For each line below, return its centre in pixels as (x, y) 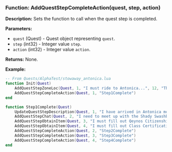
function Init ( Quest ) (28, 83)
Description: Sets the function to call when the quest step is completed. (81, 19)
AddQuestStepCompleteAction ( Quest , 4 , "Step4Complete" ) (76, 140)
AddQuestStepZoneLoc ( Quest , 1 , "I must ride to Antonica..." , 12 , (87, 89)
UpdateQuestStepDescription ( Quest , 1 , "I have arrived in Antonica (88, 112)
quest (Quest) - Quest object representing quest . (64, 39)
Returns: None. (22, 59)
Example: (16, 69)
